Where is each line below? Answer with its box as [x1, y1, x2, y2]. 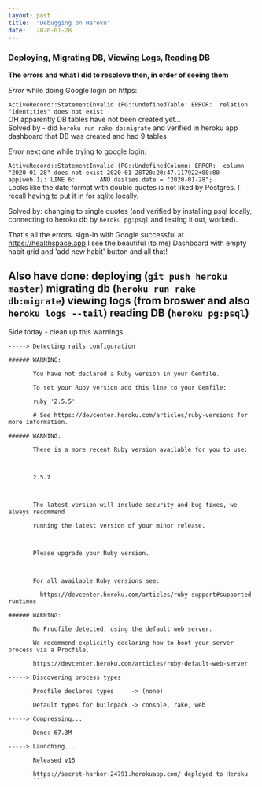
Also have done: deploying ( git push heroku [8, 270, 228, 283]
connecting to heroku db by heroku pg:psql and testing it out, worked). [8, 214, 238, 224]
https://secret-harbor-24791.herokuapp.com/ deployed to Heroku [32, 770, 248, 778]
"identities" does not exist [8, 107, 104, 115]
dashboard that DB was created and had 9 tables [8, 131, 167, 140]
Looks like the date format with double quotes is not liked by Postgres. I [8, 182, 240, 192]
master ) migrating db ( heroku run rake [8, 282, 197, 296]
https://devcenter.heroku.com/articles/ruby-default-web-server [32, 660, 248, 668]
